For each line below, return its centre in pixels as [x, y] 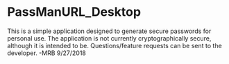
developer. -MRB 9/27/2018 [47, 53]
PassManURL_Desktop [74, 12]
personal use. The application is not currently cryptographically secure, [109, 38]
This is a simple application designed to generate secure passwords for [109, 31]
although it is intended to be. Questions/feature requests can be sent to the [114, 45]
